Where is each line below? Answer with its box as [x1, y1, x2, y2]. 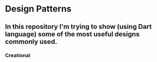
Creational [5, 52, 31, 59]
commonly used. [5, 37, 58, 46]
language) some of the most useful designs [5, 30, 140, 38]
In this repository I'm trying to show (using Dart [5, 23, 152, 31]
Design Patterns [5, 3, 72, 14]
